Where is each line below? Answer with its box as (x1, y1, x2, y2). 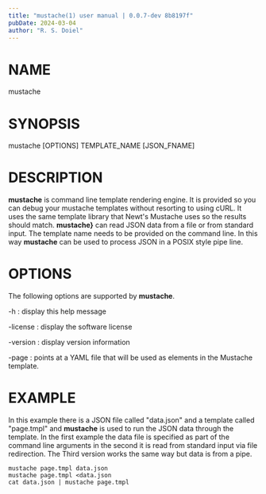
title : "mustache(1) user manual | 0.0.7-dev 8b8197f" (8, 11, 194, 20)
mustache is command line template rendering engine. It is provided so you (8, 195, 256, 205)
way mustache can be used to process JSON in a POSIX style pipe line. (8, 237, 244, 247)
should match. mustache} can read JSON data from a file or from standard (8, 220, 254, 230)
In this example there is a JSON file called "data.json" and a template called (8, 415, 255, 425)
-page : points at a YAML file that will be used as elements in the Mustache (8, 353, 253, 362)
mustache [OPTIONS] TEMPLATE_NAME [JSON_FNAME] (8, 141, 195, 151)
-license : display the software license (8, 322, 133, 332)
